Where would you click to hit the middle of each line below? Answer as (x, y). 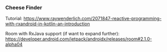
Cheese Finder (24, 8)
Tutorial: (14, 19)
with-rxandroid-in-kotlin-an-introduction (48, 24)
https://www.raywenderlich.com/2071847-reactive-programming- (93, 19)
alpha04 (14, 44)
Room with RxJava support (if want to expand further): (62, 34)
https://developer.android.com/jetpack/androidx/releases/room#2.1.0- (79, 39)
